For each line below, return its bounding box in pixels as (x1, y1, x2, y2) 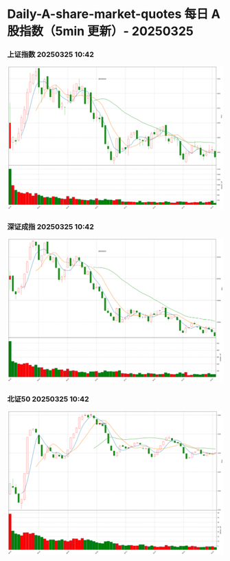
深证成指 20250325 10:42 (7, 222, 94, 232)
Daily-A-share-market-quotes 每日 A (7, 6, 221, 22)
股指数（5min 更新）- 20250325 (7, 23, 194, 39)
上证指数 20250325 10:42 (7, 49, 94, 59)
